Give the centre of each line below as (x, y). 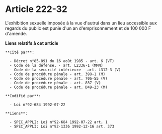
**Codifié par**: (23, 96)
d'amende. (16, 33)
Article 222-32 (36, 9)
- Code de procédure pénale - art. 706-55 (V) (59, 78)
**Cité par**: (20, 52)
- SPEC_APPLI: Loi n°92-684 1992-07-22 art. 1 (59, 122)
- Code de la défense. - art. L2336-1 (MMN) (56, 65)
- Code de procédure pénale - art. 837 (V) (55, 83)
